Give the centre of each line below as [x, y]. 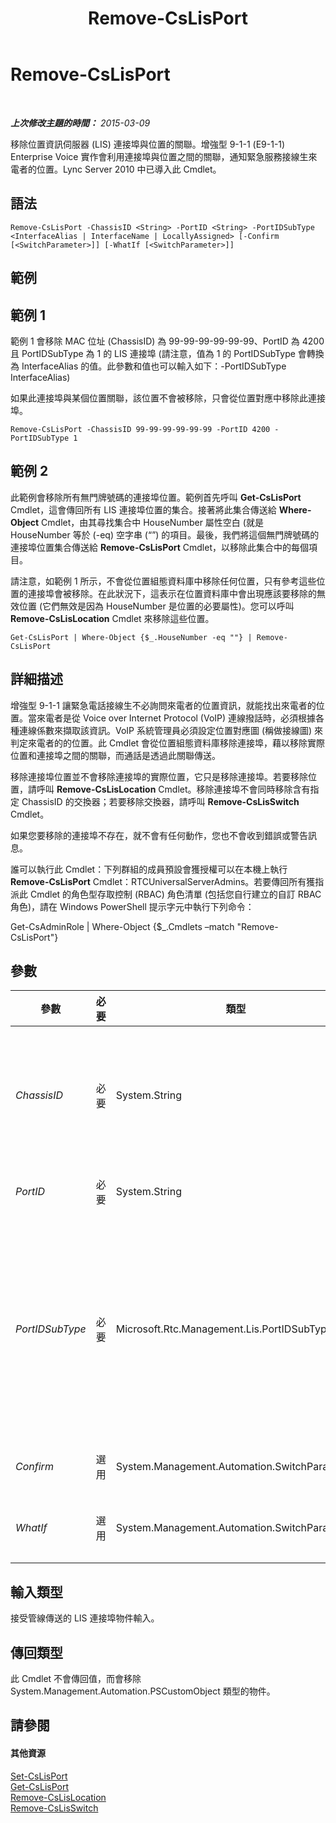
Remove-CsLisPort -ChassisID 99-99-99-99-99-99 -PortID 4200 [140, 429]
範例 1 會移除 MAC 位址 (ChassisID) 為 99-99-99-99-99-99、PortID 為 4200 [167, 341]
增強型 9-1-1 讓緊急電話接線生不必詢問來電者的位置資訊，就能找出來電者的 [163, 705]
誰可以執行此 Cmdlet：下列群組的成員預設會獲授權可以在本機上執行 [149, 869]
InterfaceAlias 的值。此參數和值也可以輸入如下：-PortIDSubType [154, 366]
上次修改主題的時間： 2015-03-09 [80, 123]
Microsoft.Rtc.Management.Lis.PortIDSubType [224, 1329]
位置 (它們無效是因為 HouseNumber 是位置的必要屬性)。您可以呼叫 [156, 606]
